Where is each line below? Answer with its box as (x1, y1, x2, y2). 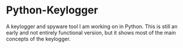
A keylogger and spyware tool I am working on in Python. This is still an (6, 23, 178, 30)
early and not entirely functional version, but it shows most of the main (6, 29, 177, 36)
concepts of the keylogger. (6, 35, 71, 42)
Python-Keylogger (6, 4, 98, 17)
